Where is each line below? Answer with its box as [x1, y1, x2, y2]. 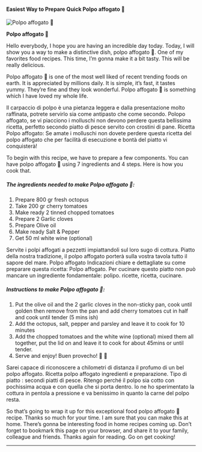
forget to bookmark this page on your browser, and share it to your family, [6, 427, 189, 434]
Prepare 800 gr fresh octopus [14, 196, 89, 203]
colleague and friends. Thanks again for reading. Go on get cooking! [6, 433, 176, 441]
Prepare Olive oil [14, 221, 57, 229]
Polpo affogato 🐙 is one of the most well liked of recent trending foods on [6, 73, 188, 80]
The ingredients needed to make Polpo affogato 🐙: [6, 180, 135, 188]
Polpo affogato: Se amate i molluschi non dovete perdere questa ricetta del [6, 130, 192, 137]
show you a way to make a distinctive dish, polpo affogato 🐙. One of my [6, 49, 183, 56]
